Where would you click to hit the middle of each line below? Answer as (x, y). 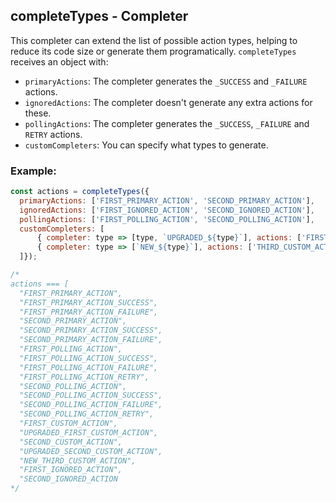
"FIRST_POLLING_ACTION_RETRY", (84, 377)
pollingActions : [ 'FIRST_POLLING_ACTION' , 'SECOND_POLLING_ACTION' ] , (167, 219)
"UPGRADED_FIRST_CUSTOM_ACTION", (89, 432)
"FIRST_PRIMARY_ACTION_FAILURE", (89, 312)
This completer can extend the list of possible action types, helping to (154, 40)
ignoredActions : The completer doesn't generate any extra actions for (168, 102)
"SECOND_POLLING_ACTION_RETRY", (87, 414)
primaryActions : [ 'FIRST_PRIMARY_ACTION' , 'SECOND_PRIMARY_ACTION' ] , (167, 200)
